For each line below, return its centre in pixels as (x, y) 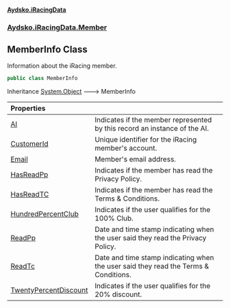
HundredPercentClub (44, 214)
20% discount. (118, 294)
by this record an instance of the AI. (152, 129)
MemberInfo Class (47, 49)
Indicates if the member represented (153, 120)
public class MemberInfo (42, 79)
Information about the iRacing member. (62, 66)
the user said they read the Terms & (152, 266)
